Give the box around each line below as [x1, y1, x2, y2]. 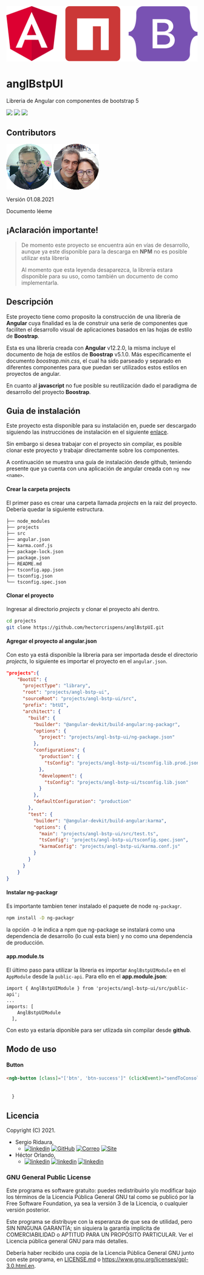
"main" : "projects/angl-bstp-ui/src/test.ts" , [38, 830, 159, 837]
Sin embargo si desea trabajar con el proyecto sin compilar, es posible [6, 440, 182, 448]
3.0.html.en [6, 1262, 35, 1270]
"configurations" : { [33, 747, 86, 754]
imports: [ [6, 1003, 34, 1009]
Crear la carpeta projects [6, 485, 71, 493]
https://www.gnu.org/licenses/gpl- [102, 1256, 189, 1263]
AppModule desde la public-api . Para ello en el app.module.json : [6, 972, 168, 980]
